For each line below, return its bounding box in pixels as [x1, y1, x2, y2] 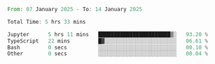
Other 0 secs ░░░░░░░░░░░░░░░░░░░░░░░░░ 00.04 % [7, 50, 209, 58]
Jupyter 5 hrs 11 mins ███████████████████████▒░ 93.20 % [7, 31, 209, 38]
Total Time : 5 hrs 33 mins [7, 18, 86, 25]
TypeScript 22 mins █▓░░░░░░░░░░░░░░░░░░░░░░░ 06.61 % [7, 38, 209, 45]
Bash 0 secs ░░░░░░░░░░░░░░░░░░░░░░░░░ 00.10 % [7, 44, 209, 51]
